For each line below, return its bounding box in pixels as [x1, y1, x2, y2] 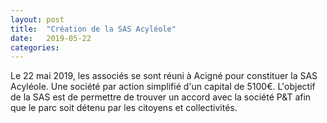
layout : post [10, 14, 65, 25]
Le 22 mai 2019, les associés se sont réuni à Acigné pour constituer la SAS [10, 70, 318, 82]
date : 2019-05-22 [10, 33, 92, 43]
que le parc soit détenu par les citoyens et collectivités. [10, 102, 238, 114]
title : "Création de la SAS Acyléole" [10, 24, 177, 34]
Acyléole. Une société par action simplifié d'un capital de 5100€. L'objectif [10, 81, 316, 93]
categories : [10, 42, 60, 53]
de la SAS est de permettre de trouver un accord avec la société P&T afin [10, 91, 312, 103]
